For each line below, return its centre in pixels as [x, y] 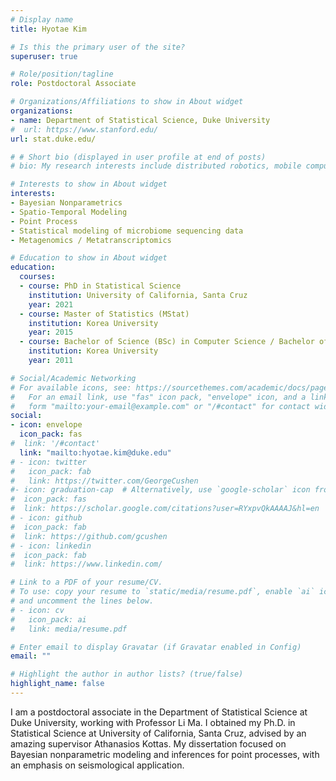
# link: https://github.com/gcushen [89, 536]
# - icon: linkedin [51, 546]
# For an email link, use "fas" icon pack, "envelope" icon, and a [158, 397]
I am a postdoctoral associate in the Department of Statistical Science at [159, 712]
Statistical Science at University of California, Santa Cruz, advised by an [158, 733]
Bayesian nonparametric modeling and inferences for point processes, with [165, 754]
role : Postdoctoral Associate [73, 84]
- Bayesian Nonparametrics [66, 203]
